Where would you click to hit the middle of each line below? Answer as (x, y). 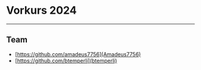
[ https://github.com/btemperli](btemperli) (66, 60)
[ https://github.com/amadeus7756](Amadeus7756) (78, 54)
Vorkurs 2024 (42, 10)
